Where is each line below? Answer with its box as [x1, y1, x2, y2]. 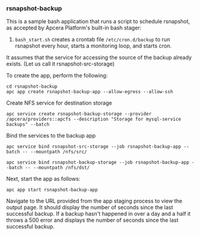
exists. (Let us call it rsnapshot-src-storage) [6, 60, 115, 67]
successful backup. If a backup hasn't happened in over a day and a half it [6, 210, 191, 218]
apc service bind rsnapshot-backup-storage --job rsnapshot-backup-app [6, 159, 189, 166]
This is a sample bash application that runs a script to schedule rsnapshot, [6, 18, 190, 25]
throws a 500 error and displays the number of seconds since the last [6, 216, 179, 224]
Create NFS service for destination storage [6, 99, 112, 106]
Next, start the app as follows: [6, 175, 80, 183]
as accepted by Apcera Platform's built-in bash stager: [6, 24, 142, 31]
